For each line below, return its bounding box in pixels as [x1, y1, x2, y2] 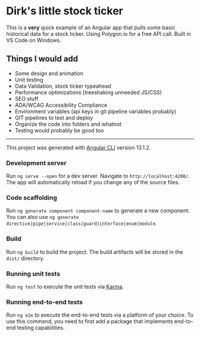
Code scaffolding [6, 193, 58, 202]
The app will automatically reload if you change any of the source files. [6, 179, 180, 186]
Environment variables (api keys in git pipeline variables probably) [14, 107, 177, 115]
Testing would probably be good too [14, 126, 104, 134]
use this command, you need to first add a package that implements [6, 318, 173, 325]
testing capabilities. [17, 324, 65, 332]
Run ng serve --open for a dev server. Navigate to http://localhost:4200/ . [6, 172, 190, 180]
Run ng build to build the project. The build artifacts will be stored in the [6, 248, 183, 255]
